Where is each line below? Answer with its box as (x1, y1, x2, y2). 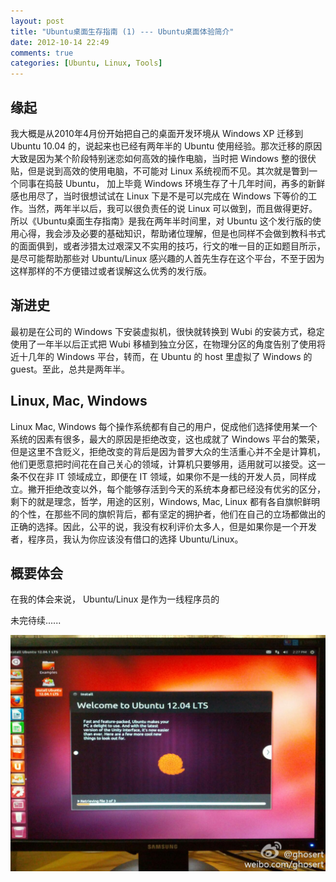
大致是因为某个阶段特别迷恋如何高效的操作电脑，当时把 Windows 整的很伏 (10, 152, 317, 164)
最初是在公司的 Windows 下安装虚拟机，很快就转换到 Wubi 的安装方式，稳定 (10, 325, 325, 337)
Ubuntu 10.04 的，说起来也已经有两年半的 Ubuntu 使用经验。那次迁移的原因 (10, 140, 323, 152)
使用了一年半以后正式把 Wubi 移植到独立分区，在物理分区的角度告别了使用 (10, 338, 317, 350)
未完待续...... (10, 615, 62, 627)
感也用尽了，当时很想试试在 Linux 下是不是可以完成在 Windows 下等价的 (10, 190, 309, 202)
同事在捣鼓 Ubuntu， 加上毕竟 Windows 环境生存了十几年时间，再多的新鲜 (18, 177, 326, 189)
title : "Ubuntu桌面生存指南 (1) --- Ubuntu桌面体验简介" (10, 26, 235, 37)
